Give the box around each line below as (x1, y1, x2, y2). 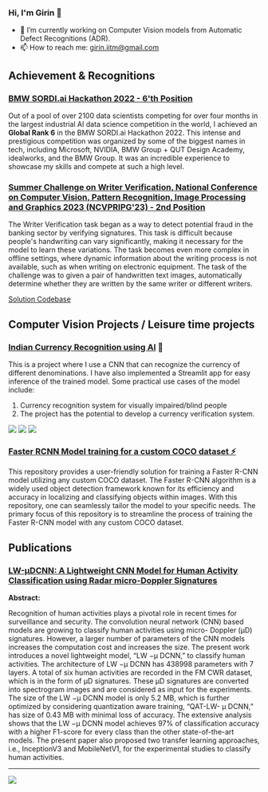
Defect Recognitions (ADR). (19, 33, 111, 43)
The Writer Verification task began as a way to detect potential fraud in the (8, 219, 254, 230)
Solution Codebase (8, 294, 72, 304)
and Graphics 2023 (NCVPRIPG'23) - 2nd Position (8, 201, 206, 212)
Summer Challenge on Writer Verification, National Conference (8, 181, 258, 192)
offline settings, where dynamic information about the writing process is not (8, 254, 258, 263)
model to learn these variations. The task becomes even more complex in (8, 245, 250, 254)
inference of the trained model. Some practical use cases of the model (8, 376, 241, 386)
